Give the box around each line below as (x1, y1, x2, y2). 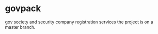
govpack (5, 3, 41, 14)
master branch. (5, 24, 35, 30)
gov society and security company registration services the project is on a (5, 19, 154, 25)
